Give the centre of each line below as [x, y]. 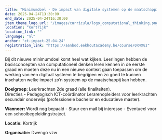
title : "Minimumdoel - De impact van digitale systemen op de [69, 9]
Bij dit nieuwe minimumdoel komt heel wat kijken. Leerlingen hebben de [76, 59]
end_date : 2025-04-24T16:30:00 [36, 18]
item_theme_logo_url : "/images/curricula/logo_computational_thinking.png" [83, 23]
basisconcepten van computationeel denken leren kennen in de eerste [75, 64]
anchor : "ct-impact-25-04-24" [35, 41]
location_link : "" [23, 32]
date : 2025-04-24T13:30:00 [32, 14]
